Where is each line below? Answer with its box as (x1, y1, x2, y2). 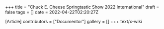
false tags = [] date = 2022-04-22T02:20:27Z (5, 9, 99, 15)
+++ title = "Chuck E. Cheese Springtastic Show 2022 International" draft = (5, 4, 160, 10)
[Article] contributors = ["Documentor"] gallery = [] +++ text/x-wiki (5, 19, 143, 24)
